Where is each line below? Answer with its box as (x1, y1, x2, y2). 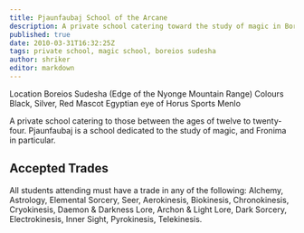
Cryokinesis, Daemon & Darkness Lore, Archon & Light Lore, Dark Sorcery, (9, 204, 288, 215)
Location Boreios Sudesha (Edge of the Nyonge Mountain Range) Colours (9, 88, 284, 99)
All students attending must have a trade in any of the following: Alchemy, (9, 184, 284, 195)
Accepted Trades (9, 161, 109, 176)
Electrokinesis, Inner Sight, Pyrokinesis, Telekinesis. (9, 213, 203, 224)
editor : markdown (9, 64, 75, 73)
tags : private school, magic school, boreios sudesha (9, 47, 217, 56)
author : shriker (9, 55, 71, 64)
